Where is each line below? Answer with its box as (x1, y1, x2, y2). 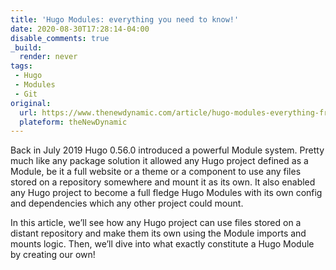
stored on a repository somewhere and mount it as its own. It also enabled (10, 176, 316, 188)
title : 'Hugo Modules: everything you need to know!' (10, 14, 240, 25)
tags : (10, 61, 33, 71)
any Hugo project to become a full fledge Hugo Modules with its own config (10, 187, 323, 199)
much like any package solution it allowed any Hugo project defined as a (10, 155, 309, 167)
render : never (19, 52, 78, 62)
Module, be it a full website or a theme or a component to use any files (10, 166, 302, 178)
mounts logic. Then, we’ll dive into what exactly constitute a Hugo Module (10, 238, 315, 250)
